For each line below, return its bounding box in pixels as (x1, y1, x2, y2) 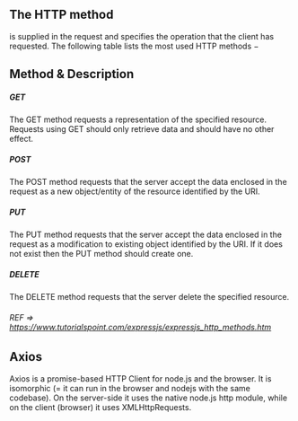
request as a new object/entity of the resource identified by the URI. (9, 186, 260, 197)
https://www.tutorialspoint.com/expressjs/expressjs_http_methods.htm (9, 321, 272, 332)
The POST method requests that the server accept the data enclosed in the (9, 177, 287, 188)
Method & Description (9, 66, 135, 82)
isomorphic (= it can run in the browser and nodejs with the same (9, 382, 251, 393)
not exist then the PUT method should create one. (9, 249, 194, 259)
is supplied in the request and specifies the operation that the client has (9, 31, 275, 41)
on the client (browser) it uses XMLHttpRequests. (9, 401, 192, 412)
